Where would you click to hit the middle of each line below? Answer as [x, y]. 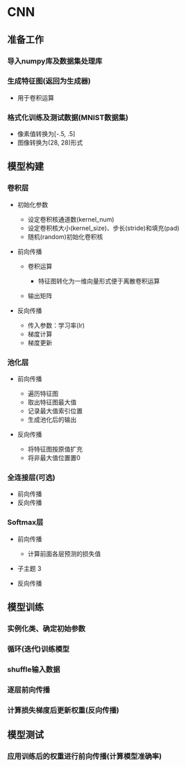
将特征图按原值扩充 [55, 450]
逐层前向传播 [29, 690]
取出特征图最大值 [52, 402]
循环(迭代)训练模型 [39, 649]
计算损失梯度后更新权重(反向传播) [63, 710]
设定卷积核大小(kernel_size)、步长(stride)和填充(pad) [103, 228]
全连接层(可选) [31, 478]
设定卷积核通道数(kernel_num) [71, 219]
